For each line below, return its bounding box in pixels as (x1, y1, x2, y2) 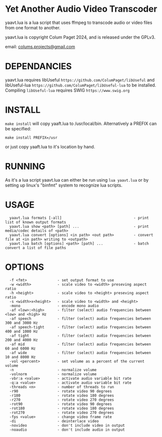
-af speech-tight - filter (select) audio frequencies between (9, 325, 151, 330)
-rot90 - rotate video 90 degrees (9, 401, 112, 406)
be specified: (5, 125, 32, 131)
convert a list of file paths (5, 245, 67, 250)
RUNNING (5, 161, 45, 172)
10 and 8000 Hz (5, 354, 36, 359)
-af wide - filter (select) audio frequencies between (9, 350, 151, 355)
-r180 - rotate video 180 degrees (9, 393, 114, 398)
